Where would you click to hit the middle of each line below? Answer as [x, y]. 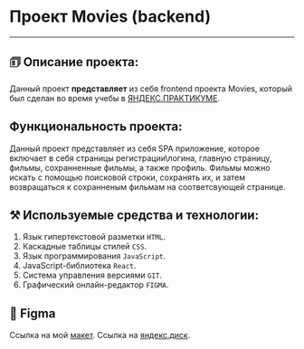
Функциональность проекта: [96, 127]
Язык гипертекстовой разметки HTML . [94, 237]
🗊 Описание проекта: [74, 62]
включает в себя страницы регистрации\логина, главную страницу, [141, 158]
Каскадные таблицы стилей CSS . [85, 247]
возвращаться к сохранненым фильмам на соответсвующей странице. [147, 186]
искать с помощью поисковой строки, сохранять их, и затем [128, 177]
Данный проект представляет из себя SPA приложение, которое [135, 148]
